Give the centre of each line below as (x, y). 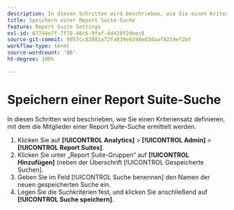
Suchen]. (30, 170)
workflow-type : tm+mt (39, 46)
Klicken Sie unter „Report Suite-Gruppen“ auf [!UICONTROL (103, 155)
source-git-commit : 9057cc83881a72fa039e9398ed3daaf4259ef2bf (99, 40)
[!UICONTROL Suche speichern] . (65, 199)
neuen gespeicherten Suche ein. (64, 184)
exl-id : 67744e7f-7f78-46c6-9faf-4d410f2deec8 (76, 33)
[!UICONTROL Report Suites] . (61, 147)
